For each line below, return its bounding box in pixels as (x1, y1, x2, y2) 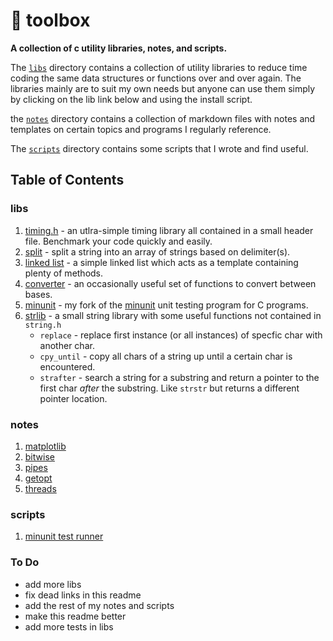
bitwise (24, 450, 55, 463)
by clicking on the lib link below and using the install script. (10, 93, 253, 105)
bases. (24, 288, 53, 300)
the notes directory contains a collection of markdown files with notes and (10, 112, 316, 124)
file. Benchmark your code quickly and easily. (24, 235, 213, 247)
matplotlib (24, 440, 67, 452)
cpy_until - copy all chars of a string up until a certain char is (39, 350, 293, 362)
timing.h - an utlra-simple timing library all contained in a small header (24, 224, 314, 236)
